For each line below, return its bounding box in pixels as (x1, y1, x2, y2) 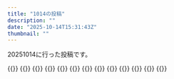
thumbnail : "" (7, 30, 50, 37)
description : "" (7, 17, 56, 24)
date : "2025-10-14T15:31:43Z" (7, 23, 98, 30)
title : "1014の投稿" (7, 10, 66, 18)
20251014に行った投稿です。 (7, 50, 92, 59)
